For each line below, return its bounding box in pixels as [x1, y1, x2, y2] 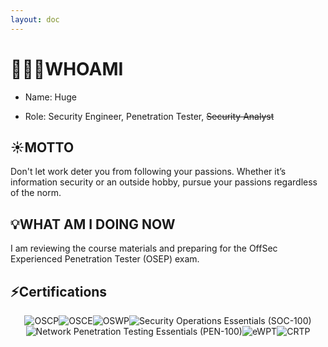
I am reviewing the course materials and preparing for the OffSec [10, 242, 278, 255]
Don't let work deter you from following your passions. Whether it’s [10, 166, 287, 178]
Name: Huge [24, 91, 78, 103]
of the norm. [10, 187, 62, 199]
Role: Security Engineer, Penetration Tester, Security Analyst [24, 110, 275, 122]
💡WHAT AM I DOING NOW [10, 216, 176, 233]
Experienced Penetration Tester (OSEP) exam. [10, 253, 200, 265]
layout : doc [10, 14, 60, 25]
